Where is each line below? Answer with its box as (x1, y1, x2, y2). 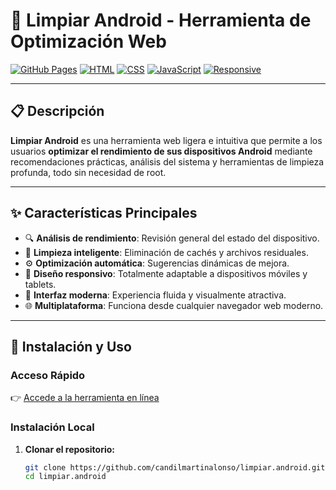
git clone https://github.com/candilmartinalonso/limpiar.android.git (24, 462, 326, 473)
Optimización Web (10, 30, 167, 53)
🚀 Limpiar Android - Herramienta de (10, 9, 312, 32)
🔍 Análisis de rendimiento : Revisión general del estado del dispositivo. (24, 232, 320, 244)
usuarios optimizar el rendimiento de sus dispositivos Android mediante (10, 145, 313, 157)
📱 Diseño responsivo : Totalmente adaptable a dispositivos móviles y (24, 267, 308, 279)
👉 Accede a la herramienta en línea (10, 392, 160, 404)
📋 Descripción (10, 103, 105, 120)
